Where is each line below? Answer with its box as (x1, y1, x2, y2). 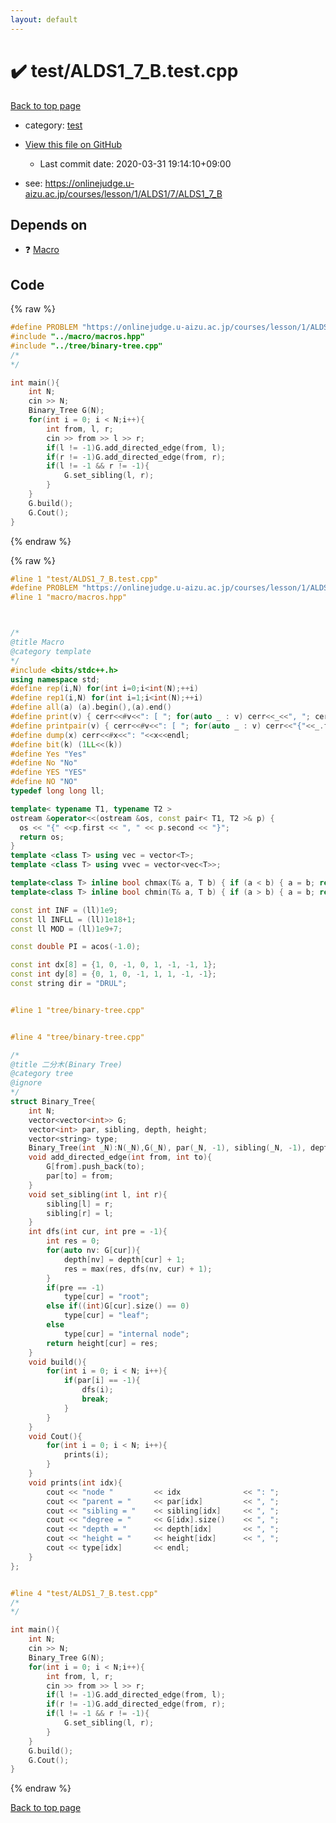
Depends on (10, 216, 88, 233)
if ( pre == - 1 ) (46, 1282, 105, 1293)
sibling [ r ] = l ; (46, 1208, 114, 1218)
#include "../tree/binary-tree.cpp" (10, 341, 163, 351)
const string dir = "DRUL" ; (10, 979, 128, 989)
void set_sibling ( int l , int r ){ (28, 1189, 168, 1200)
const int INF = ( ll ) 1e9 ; (10, 905, 118, 915)
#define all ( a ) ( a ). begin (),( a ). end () (10, 702, 172, 713)
